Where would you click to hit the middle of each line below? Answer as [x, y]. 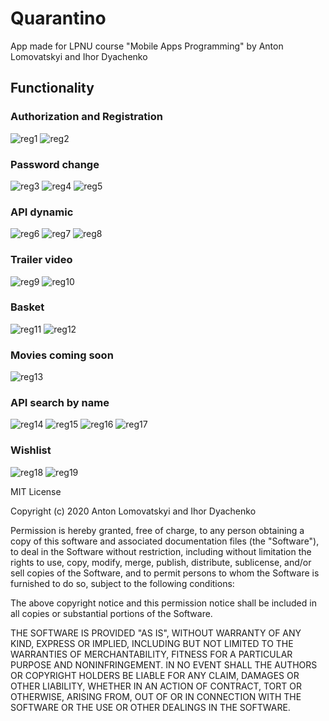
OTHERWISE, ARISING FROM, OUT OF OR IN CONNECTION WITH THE [156, 696]
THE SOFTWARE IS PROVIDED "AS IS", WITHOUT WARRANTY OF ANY [156, 633]
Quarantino [58, 18]
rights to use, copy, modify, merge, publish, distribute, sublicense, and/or [161, 562]
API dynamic [42, 212]
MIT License [36, 491]
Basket [27, 307]
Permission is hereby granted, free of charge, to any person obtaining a [157, 530]
